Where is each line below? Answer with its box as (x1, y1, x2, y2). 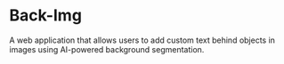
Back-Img (9, 5, 83, 26)
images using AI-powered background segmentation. (9, 44, 205, 54)
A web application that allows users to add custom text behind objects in (9, 35, 276, 45)
